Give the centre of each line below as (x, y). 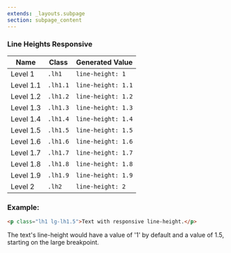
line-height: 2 (101, 186)
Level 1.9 (26, 175)
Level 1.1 (26, 85)
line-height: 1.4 (104, 119)
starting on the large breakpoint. (53, 242)
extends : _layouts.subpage (46, 14)
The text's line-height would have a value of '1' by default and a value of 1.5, (115, 235)
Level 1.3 (26, 107)
